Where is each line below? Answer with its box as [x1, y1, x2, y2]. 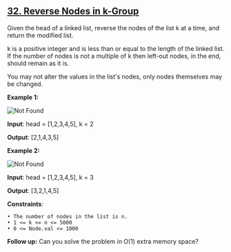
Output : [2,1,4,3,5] [7, 133, 59, 141]
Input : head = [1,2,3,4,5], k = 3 [7, 173, 94, 181]
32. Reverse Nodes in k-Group [7, 6, 139, 17]
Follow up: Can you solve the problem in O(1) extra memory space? [7, 237, 199, 245]
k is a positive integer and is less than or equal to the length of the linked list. [7, 44, 225, 52]
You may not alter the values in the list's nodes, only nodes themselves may [7, 72, 223, 81]
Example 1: [7, 93, 39, 101]
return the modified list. [7, 31, 74, 39]
